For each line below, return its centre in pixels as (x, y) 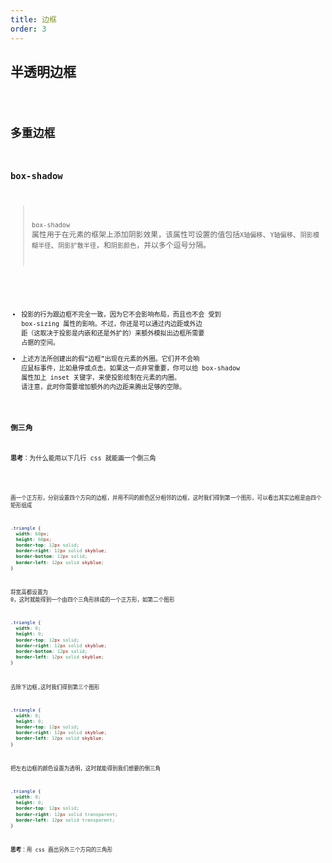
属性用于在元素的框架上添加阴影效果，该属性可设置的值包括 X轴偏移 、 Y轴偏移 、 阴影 (172, 235)
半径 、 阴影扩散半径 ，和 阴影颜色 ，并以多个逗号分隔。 (125, 246)
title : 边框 (33, 19)
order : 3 (28, 29)
